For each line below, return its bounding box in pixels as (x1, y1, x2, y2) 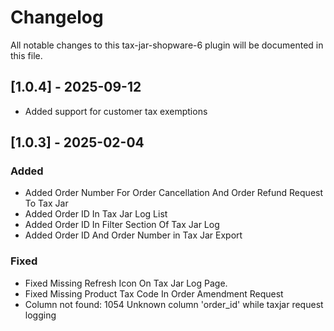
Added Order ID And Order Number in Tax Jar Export (24, 229, 243, 241)
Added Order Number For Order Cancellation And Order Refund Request (24, 187, 324, 199)
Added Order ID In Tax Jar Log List (24, 208, 168, 220)
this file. (10, 49, 43, 61)
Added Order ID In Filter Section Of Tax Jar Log (24, 219, 220, 231)
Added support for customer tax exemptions (24, 105, 208, 117)
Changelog (10, 6, 104, 29)
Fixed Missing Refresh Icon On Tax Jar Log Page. (24, 277, 228, 289)
